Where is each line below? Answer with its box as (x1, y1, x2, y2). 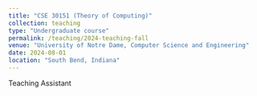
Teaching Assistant (8, 78, 72, 88)
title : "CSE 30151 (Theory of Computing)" (8, 11, 153, 20)
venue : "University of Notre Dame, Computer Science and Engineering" (8, 42, 250, 50)
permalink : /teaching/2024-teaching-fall (8, 34, 149, 42)
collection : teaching (8, 19, 81, 27)
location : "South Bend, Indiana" (8, 57, 120, 65)
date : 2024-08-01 (8, 49, 67, 57)
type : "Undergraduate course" (8, 26, 110, 34)
